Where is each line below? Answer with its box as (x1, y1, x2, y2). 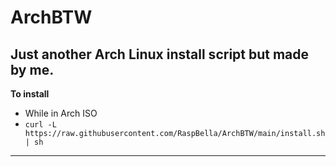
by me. (10, 61, 55, 78)
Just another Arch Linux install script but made (10, 46, 310, 63)
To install (10, 88, 50, 100)
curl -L (24, 120, 57, 130)
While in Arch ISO (24, 107, 98, 119)
